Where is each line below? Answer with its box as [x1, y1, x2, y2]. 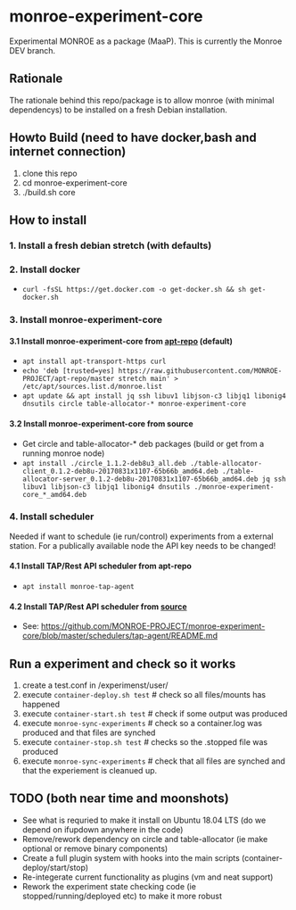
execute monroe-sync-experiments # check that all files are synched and [21, 756, 285, 766]
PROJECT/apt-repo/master [21, 375, 115, 384]
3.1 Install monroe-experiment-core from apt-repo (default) [9, 335, 234, 346]
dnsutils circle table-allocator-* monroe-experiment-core [21, 400, 247, 409]
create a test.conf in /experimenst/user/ [21, 680, 169, 691]
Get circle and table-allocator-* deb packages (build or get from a [21, 438, 265, 449]
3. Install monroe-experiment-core [9, 314, 163, 327]
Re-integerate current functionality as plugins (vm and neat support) [21, 872, 274, 882]
